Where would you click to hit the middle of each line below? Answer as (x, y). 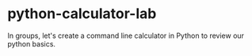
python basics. (32, 43)
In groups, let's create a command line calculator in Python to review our (126, 35)
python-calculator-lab (82, 14)
